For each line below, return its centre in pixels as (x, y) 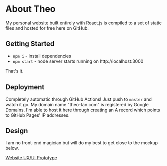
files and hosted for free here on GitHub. (47, 28)
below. (12, 148)
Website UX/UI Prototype (31, 158)
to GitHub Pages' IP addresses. (37, 115)
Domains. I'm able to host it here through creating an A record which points (83, 110)
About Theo (31, 9)
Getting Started (30, 44)
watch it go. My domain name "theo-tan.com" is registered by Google (77, 104)
